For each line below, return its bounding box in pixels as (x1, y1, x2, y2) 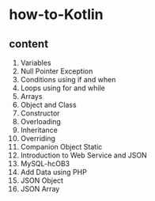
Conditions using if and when (20, 75, 116, 84)
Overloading (20, 117, 62, 126)
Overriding (20, 134, 56, 143)
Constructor (20, 108, 60, 118)
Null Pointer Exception (20, 66, 93, 76)
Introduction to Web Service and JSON (20, 150, 147, 160)
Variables (20, 58, 51, 67)
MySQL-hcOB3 (20, 159, 70, 168)
